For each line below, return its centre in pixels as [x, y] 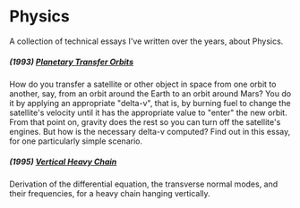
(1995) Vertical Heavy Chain [63, 162]
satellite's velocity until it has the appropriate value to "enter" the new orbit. [149, 112]
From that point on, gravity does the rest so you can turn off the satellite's [145, 121]
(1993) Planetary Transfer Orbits [72, 62]
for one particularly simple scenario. [76, 141]
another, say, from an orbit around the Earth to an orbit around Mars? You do [150, 93]
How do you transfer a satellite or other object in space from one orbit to [143, 84]
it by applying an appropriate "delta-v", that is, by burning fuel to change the [150, 103]
